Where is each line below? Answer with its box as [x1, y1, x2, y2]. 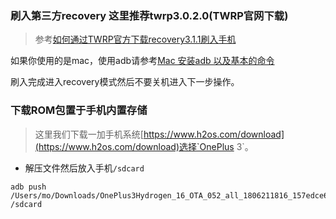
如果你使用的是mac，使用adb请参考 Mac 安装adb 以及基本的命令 [10, 55, 275, 67]
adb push [10, 182, 47, 192]
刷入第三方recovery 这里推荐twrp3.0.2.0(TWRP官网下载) [10, 8, 289, 22]
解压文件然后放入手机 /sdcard [24, 162, 145, 174]
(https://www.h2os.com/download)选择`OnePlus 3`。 [34, 140, 254, 152]
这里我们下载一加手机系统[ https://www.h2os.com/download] [34, 128, 285, 140]
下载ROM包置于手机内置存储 [10, 103, 148, 117]
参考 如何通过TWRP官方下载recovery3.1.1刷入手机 [34, 33, 237, 46]
